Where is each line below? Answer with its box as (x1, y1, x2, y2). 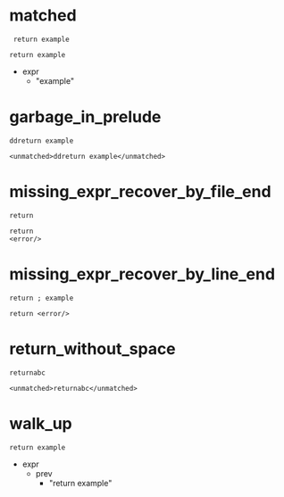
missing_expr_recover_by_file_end (9, 182, 271, 202)
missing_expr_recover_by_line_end (9, 264, 275, 284)
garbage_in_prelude (9, 107, 162, 128)
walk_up (9, 413, 73, 434)
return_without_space (9, 338, 176, 359)
